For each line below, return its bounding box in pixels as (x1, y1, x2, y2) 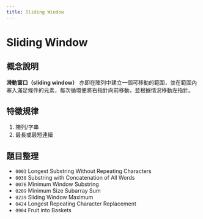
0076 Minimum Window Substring (15, 180, 99, 188)
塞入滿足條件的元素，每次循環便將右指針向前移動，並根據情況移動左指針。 (6, 86, 194, 94)
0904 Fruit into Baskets (15, 207, 72, 214)
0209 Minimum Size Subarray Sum (15, 187, 101, 194)
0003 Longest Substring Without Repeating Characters (15, 167, 152, 175)
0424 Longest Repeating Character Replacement (15, 200, 136, 207)
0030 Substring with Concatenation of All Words (15, 174, 135, 182)
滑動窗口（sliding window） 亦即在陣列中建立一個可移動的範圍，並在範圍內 (6, 79, 197, 86)
